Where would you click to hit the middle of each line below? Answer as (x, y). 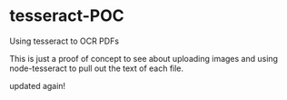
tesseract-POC (67, 16)
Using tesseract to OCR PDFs (64, 41)
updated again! (38, 85)
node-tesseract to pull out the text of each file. (97, 68)
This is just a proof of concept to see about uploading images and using (144, 58)
